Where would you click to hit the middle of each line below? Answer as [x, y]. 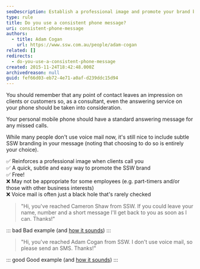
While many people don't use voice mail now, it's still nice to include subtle [98, 137]
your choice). [22, 150]
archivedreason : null [33, 73]
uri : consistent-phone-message [45, 28]
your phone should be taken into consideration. [64, 108]
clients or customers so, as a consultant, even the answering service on [94, 101]
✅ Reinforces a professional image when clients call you [75, 161]
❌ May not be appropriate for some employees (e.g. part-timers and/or [93, 182]
